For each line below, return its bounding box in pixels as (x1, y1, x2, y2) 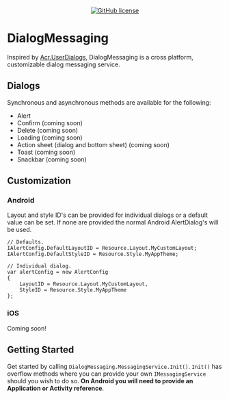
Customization (7, 175, 72, 187)
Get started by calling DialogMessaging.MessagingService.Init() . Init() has (7, 362, 222, 370)
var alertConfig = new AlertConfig (7, 269, 109, 276)
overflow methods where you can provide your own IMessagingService (7, 370, 206, 378)
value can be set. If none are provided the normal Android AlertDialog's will (7, 218, 219, 227)
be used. (7, 226, 32, 234)
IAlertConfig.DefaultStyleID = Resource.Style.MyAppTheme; (7, 250, 179, 258)
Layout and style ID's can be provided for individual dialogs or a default (7, 211, 208, 219)
